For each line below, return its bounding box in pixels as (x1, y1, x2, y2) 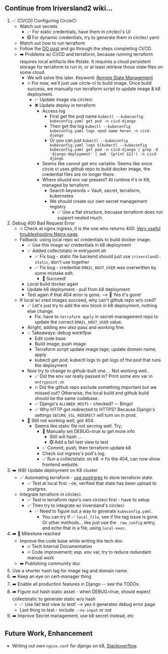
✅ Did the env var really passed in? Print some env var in (34, 373, 153, 379)
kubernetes (49, 193, 74, 199)
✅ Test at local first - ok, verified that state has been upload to (27, 480, 157, 486)
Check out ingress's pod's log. (42, 450, 106, 456)
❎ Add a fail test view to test (49, 439, 109, 445)
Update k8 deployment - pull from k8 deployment (27, 286, 130, 292)
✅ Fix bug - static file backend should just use (34, 253, 131, 259)
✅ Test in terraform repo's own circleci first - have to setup (27, 496, 150, 502)
